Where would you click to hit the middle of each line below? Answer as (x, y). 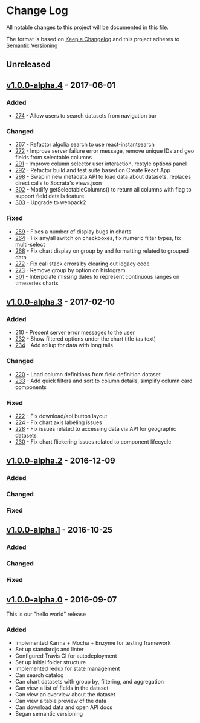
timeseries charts (37, 283)
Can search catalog (39, 675)
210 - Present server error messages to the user (75, 332)
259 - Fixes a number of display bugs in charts (73, 232)
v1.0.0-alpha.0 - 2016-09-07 (62, 600)
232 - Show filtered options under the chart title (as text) (85, 339)
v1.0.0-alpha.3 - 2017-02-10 (61, 302)
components (31, 387)
